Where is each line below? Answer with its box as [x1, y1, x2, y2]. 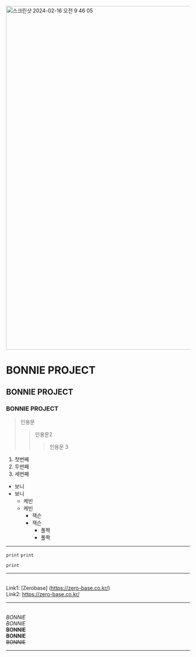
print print [6, 552, 34, 558]
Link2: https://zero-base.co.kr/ [6, 590, 80, 597]
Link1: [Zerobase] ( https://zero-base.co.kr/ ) [6, 584, 110, 591]
